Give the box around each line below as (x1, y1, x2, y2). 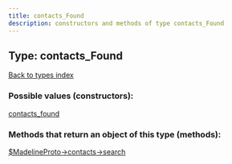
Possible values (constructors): (8, 90, 134, 101)
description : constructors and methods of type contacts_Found (8, 19, 225, 27)
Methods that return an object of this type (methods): (8, 129, 222, 140)
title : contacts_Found (8, 11, 84, 20)
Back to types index (8, 70, 74, 80)
